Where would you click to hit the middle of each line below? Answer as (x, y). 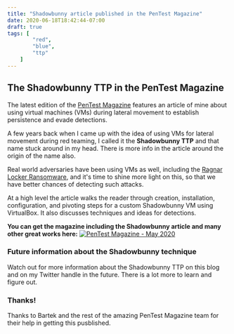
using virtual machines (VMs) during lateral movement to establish (103, 112)
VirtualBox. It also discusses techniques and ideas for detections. (102, 213)
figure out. (22, 282)
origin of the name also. (41, 156)
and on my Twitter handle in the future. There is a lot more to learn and (110, 274)
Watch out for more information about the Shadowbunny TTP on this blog (113, 267)
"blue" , (44, 46)
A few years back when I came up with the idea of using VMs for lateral (111, 133)
